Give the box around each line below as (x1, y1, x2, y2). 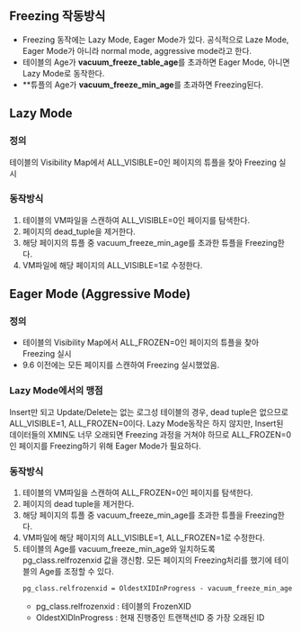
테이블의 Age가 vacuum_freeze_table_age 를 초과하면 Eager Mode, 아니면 (22, 57, 290, 68)
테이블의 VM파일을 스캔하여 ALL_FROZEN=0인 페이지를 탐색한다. (22, 487, 253, 498)
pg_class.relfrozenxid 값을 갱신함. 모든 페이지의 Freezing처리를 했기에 (22, 555, 272, 565)
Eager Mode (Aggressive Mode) (9, 286, 191, 302)
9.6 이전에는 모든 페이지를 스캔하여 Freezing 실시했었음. (22, 359, 220, 371)
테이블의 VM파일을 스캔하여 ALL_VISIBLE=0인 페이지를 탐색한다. (22, 214, 250, 225)
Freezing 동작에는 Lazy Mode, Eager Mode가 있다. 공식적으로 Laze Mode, (22, 34, 289, 45)
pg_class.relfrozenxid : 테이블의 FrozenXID (35, 601, 191, 612)
